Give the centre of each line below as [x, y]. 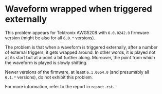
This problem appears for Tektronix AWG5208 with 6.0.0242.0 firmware [77, 32]
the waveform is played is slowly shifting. [46, 63]
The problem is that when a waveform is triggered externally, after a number [81, 47]
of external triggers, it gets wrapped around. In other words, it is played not [80, 52]
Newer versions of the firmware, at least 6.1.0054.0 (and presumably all [77, 72]
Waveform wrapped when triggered [79, 9]
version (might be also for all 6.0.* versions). [50, 38]
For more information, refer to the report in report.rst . [60, 86]
